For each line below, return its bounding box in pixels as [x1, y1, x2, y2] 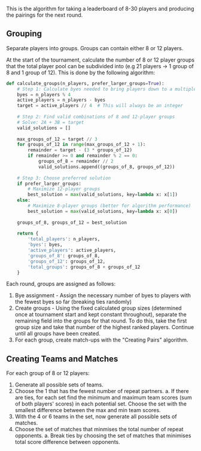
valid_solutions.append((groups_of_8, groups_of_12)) [38, 164, 175, 170]
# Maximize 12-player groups [28, 186, 100, 192]
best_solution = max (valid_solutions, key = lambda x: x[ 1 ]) [28, 191, 178, 198]
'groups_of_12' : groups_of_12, [28, 258, 106, 264]
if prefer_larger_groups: [17, 181, 82, 187]
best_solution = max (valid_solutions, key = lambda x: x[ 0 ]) [28, 208, 178, 214]
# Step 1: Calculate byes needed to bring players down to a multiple [17, 86, 197, 92]
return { [17, 230, 39, 237]
